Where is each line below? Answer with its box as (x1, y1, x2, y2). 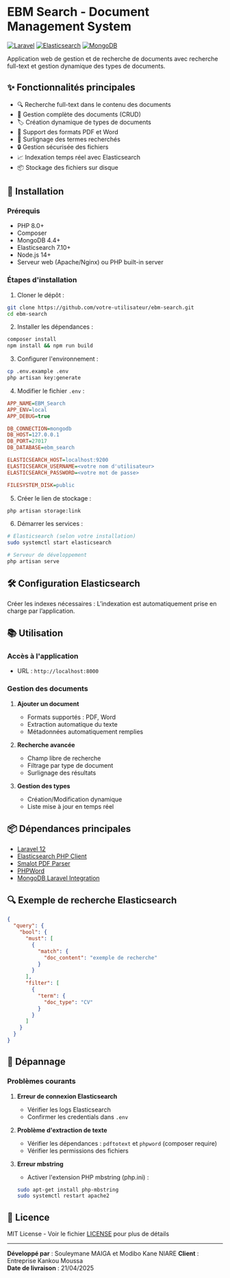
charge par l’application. (7, 607, 75, 615)
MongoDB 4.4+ (16, 236, 61, 245)
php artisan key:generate (7, 375, 81, 381)
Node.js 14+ (16, 251, 51, 259)
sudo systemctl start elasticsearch (7, 539, 112, 547)
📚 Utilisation (7, 627, 64, 639)
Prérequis (7, 206, 40, 216)
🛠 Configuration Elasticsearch (7, 578, 140, 590)
